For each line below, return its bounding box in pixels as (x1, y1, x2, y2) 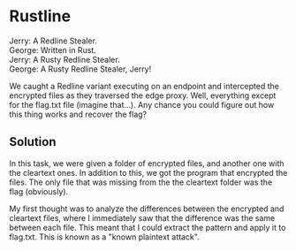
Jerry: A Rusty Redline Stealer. (9, 54, 121, 65)
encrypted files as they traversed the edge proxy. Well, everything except (9, 90, 277, 101)
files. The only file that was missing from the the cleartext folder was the (9, 177, 273, 187)
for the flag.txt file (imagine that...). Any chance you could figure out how (9, 99, 275, 110)
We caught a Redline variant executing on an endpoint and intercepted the (9, 80, 280, 91)
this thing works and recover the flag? (9, 109, 148, 119)
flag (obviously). (9, 186, 69, 196)
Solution (9, 134, 57, 149)
